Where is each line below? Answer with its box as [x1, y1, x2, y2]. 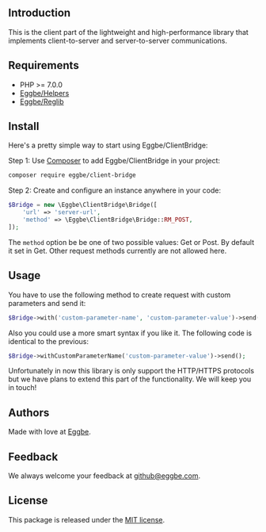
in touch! [8, 383, 37, 392]
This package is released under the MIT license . [8, 515, 165, 524]
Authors [8, 406, 50, 419]
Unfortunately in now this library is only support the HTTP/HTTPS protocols [8, 366, 255, 376]
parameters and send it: [8, 298, 86, 308]
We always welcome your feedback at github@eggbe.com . [8, 471, 200, 480]
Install [8, 120, 40, 133]
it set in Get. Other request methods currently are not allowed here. [8, 246, 227, 255]
